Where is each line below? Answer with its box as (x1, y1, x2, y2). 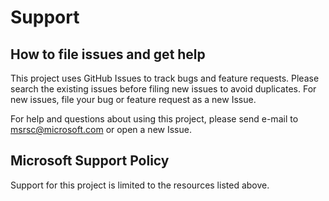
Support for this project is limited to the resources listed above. (10, 179, 270, 191)
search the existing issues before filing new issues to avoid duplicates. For (10, 83, 317, 95)
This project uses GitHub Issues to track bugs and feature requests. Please (10, 72, 320, 84)
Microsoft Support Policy (10, 152, 170, 170)
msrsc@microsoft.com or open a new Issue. (10, 124, 192, 135)
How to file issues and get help (10, 46, 206, 63)
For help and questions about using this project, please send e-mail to (10, 113, 299, 125)
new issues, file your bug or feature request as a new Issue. (10, 94, 257, 105)
